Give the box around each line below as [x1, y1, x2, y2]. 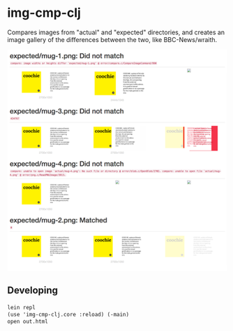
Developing [7, 285, 58, 297]
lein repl [7, 304, 36, 311]
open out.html [7, 318, 49, 325]
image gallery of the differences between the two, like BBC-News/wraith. [7, 35, 218, 43]
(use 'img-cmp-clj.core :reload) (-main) [7, 311, 130, 318]
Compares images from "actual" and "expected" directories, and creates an [7, 28, 225, 36]
